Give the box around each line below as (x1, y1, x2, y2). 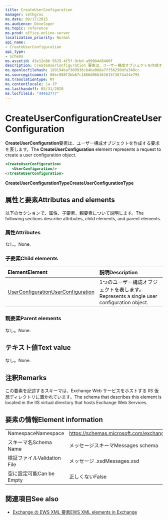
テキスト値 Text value (5, 343, 71, 352)
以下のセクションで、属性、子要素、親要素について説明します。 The (5, 210, 144, 216)
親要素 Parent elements (5, 315, 61, 322)
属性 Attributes (5, 229, 41, 236)
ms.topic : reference (5, 26, 48, 31)
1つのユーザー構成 (99, 279, 143, 286)
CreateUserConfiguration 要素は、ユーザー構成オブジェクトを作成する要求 (5, 140, 160, 146)
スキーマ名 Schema (7, 439, 52, 446)
